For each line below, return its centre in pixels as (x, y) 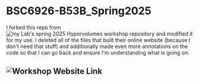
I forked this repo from (34, 27)
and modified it (174, 33)
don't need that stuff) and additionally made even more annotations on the (97, 46)
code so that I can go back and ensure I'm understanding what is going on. (98, 52)
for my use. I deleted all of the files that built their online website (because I (98, 40)
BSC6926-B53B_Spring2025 (79, 11)
